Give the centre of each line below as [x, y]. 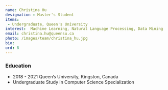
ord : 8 [12, 48]
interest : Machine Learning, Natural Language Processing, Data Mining [84, 29]
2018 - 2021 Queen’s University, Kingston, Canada [65, 76]
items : [12, 19]
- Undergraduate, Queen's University [47, 24]
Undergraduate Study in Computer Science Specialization [73, 82]
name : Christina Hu [26, 10]
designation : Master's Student [40, 15]
